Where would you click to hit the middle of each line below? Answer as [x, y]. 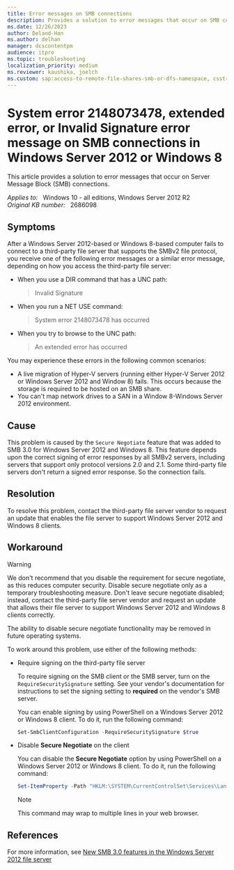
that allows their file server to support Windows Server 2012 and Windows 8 [116, 607]
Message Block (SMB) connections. [58, 184]
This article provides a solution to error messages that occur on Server [109, 177]
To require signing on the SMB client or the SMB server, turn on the [114, 676]
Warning [19, 564]
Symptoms [31, 227]
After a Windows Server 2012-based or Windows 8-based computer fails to [116, 244]
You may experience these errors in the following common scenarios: [107, 360]
